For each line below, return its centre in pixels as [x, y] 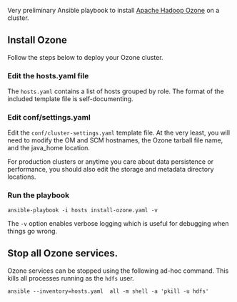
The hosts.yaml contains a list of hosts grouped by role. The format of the [116, 91]
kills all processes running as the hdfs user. [71, 278]
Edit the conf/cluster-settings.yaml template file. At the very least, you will [119, 133]
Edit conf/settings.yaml [49, 118]
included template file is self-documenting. [70, 99]
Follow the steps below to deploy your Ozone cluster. [85, 57]
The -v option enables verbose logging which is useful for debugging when [118, 223]
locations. [22, 177]
